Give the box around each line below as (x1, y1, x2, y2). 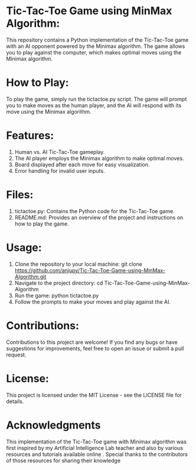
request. (6, 351, 27, 358)
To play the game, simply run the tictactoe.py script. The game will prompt (6, 95, 187, 102)
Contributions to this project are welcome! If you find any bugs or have (6, 339, 178, 346)
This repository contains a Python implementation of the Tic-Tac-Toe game (6, 36, 189, 43)
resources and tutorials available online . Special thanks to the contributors (6, 450, 188, 458)
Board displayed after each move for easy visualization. (14, 161, 150, 168)
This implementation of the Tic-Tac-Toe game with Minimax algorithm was (6, 438, 187, 445)
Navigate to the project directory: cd (14, 279, 103, 286)
